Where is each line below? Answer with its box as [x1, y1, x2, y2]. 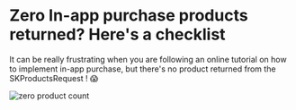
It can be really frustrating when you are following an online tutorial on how [9, 54, 287, 64]
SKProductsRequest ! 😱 [9, 72, 99, 83]
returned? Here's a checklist [9, 24, 227, 45]
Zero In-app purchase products [9, 5, 249, 26]
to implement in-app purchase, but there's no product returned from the [9, 63, 276, 74]
